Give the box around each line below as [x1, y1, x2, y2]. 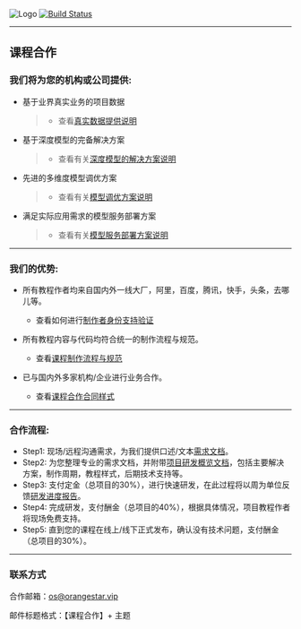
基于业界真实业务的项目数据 [21, 96, 125, 107]
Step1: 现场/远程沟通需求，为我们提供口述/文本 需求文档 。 [21, 446, 234, 457]
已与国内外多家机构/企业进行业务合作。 [21, 372, 168, 383]
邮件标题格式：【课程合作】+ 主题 [9, 609, 132, 620]
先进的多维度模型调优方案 [21, 172, 117, 183]
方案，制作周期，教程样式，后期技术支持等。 [21, 469, 188, 479]
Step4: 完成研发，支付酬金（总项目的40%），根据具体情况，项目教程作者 [21, 502, 291, 513]
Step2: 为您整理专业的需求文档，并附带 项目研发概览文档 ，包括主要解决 [21, 457, 285, 468]
